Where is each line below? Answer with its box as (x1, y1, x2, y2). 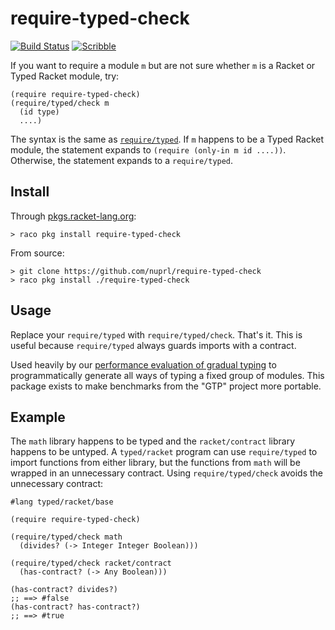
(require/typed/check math (10, 532, 123, 542)
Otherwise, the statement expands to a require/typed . (10, 154, 234, 166)
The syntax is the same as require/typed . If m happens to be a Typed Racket (10, 133, 325, 145)
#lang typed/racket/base (10, 497, 114, 507)
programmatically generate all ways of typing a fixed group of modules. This (10, 369, 325, 381)
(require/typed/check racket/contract (10, 558, 172, 569)
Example (10, 408, 66, 426)
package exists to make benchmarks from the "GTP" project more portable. (10, 380, 322, 392)
